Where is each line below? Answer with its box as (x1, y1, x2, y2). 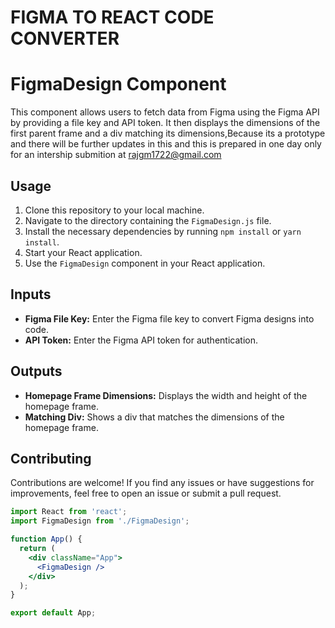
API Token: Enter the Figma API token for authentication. (24, 334, 258, 346)
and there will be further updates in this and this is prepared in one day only (10, 138, 322, 150)
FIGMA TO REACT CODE (10, 6, 215, 29)
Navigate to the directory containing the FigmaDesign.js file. (24, 214, 272, 226)
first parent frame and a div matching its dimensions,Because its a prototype (10, 127, 326, 140)
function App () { (10, 534, 83, 545)
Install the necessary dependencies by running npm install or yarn (24, 225, 302, 237)
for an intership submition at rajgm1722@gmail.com (10, 149, 222, 161)
